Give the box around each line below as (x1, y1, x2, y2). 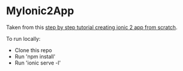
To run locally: (6, 35, 41, 42)
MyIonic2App (6, 4, 74, 18)
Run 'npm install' (14, 53, 56, 60)
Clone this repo (14, 46, 52, 54)
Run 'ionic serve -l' (14, 59, 61, 66)
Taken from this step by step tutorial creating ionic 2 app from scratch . (6, 24, 178, 31)
